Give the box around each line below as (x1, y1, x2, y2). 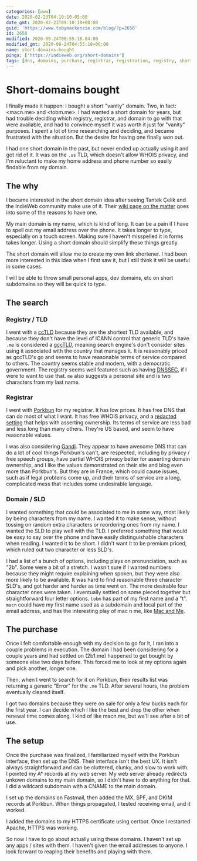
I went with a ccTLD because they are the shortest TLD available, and (6, 329, 174, 336)
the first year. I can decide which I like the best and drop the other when (6, 706, 180, 713)
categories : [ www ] (6, 8, 51, 15)
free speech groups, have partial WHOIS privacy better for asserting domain (6, 455, 191, 463)
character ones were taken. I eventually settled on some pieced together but (6, 588, 191, 595)
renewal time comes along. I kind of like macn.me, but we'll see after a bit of (6, 712, 190, 720)
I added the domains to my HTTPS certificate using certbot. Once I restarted (6, 818, 191, 825)
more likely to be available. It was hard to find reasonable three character (6, 576, 183, 583)
